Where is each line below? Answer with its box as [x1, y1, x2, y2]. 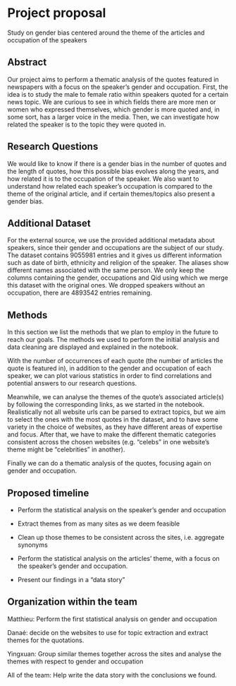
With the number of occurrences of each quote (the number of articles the [7, 357, 223, 365]
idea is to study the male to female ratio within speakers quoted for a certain [7, 90, 229, 98]
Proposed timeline [7, 487, 89, 499]
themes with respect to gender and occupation [7, 657, 144, 666]
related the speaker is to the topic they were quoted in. [7, 120, 166, 129]
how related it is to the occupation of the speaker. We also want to [7, 175, 199, 183]
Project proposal [7, 5, 106, 21]
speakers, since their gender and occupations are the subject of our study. [7, 244, 224, 252]
